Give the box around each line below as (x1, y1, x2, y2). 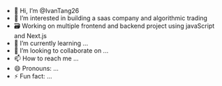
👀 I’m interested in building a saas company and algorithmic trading (13, 14, 208, 22)
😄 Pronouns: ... (13, 64, 59, 72)
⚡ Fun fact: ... (13, 72, 52, 80)
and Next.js (13, 32, 47, 40)
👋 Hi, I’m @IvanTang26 (13, 7, 80, 15)
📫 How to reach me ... (13, 54, 79, 62)
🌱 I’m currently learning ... (13, 39, 89, 47)
